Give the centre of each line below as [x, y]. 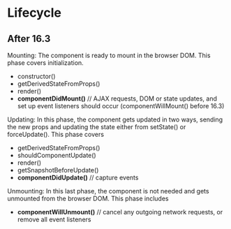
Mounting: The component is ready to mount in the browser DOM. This [109, 55]
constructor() [36, 76]
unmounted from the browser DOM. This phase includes [88, 198]
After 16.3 [29, 39]
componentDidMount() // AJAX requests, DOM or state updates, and [117, 98]
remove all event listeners [54, 219]
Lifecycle [34, 13]
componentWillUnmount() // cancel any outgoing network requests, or [120, 212]
